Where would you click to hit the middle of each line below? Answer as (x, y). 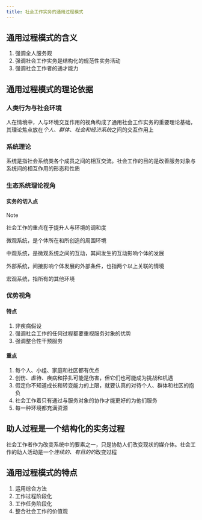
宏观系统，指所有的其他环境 (41, 278)
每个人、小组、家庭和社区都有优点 (57, 370)
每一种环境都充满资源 (41, 408)
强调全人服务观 (33, 53)
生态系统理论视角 (31, 186)
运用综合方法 (31, 488)
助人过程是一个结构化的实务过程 (66, 429)
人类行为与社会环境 (34, 108)
